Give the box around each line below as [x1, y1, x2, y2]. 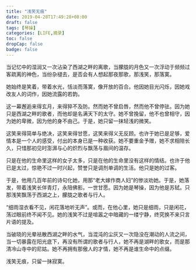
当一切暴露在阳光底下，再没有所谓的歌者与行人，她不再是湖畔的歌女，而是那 [6, 238, 190, 245]
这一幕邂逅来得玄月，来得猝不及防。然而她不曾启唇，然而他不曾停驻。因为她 [6, 103, 190, 110]
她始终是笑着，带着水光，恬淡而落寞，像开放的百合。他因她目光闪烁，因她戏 [6, 83, 190, 90]
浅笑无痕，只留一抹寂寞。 [6, 258, 68, 265]
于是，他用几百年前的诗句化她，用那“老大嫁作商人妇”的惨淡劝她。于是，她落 [6, 176, 190, 184]
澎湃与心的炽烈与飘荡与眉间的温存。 [46, 144, 134, 151]
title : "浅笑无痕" [6, 8, 48, 15]
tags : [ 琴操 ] [6, 25, 36, 31]
